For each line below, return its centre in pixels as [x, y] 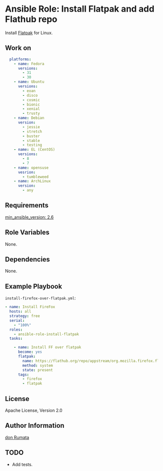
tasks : [16, 339]
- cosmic [31, 100]
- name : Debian [29, 118]
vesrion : [27, 172]
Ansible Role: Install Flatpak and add [80, 9]
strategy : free [25, 316]
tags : [23, 375]
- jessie [31, 127]
